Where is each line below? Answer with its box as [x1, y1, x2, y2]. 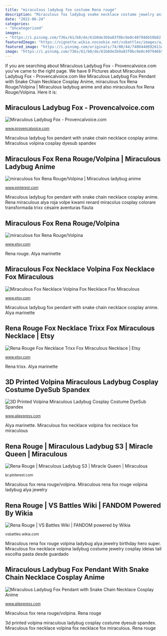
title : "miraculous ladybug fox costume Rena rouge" [5, 7, 117, 12]
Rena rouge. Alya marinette [5, 250, 61, 256]
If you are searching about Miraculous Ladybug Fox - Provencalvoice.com [5, 63, 157, 69]
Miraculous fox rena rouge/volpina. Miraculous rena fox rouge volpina [5, 481, 148, 488]
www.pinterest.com [5, 185, 39, 191]
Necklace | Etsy [5, 332, 55, 340]
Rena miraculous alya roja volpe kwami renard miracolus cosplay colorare [5, 200, 156, 206]
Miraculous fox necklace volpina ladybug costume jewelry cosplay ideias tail [5, 546, 162, 551]
